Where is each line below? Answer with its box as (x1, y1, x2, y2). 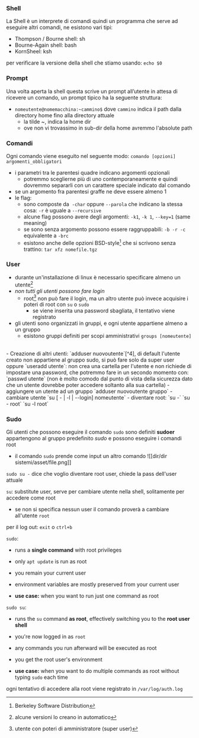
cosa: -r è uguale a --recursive (23, 207, 102, 214)
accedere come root (6, 494, 56, 501)
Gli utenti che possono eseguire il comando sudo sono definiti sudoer (6, 428, 175, 436)
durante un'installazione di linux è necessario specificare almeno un (14, 273, 181, 281)
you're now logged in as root (14, 633, 86, 640)
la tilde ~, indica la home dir (23, 118, 92, 125)
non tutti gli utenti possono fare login (14, 287, 105, 294)
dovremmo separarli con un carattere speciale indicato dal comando (23, 182, 191, 189)
